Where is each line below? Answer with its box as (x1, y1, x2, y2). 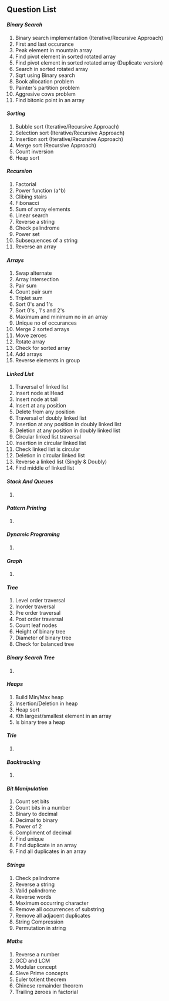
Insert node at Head (15, 390, 64, 397)
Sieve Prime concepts (15, 969, 69, 976)
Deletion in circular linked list (15, 452, 85, 459)
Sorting (6, 110, 26, 117)
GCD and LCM (15, 957, 50, 964)
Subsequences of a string (15, 237, 78, 244)
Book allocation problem (15, 77, 75, 85)
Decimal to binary (15, 817, 58, 824)
